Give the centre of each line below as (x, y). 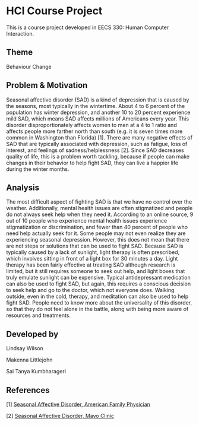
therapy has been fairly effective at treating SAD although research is (91, 265)
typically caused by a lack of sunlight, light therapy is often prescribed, (93, 252)
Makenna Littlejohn (29, 360)
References (28, 390)
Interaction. (20, 33)
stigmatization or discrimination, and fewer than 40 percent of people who (97, 227)
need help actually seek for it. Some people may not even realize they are (96, 233)
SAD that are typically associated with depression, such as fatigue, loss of (97, 144)
